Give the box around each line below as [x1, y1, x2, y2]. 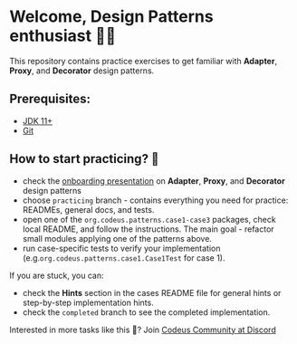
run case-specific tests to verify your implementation [22, 243, 221, 253]
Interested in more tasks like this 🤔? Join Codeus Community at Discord [9, 324, 276, 335]
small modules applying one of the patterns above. [22, 233, 213, 244]
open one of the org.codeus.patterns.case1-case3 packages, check [22, 214, 276, 225]
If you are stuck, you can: [9, 270, 104, 281]
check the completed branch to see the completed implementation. [22, 306, 271, 318]
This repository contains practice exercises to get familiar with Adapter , [9, 55, 278, 66]
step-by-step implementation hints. [22, 297, 154, 308]
